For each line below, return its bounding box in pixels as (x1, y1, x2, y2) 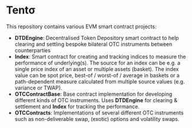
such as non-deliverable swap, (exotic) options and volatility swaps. (14, 115, 180, 122)
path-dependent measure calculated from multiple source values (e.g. (14, 78, 185, 85)
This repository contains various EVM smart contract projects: (6, 23, 157, 30)
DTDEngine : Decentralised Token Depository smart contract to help (14, 34, 179, 41)
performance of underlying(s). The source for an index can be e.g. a (14, 59, 181, 66)
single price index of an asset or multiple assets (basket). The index (14, 65, 179, 72)
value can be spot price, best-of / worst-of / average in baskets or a (14, 72, 180, 79)
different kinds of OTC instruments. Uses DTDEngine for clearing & (14, 96, 178, 103)
